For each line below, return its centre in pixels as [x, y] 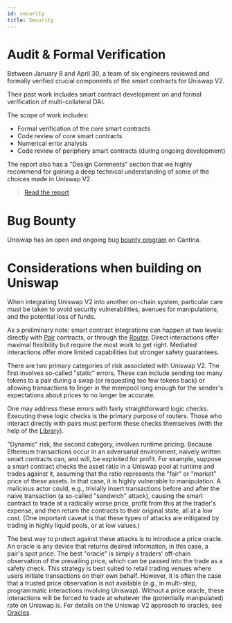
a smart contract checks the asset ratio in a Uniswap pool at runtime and [111, 467]
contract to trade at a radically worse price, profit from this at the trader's [111, 504]
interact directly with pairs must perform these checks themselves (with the [115, 424]
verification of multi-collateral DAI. [56, 102]
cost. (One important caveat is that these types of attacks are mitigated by [113, 518]
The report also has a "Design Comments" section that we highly [100, 165]
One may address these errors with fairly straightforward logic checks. [108, 409]
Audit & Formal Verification [87, 55]
